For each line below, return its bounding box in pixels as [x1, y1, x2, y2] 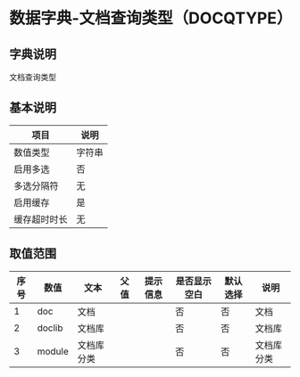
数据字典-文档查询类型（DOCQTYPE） [9, 8, 293, 29]
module [37, 345, 69, 357]
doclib [37, 322, 63, 334]
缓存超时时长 [13, 213, 69, 225]
